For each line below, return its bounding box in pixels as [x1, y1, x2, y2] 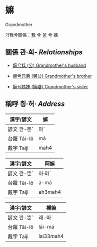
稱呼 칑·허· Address [5, 100, 65, 108]
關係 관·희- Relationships [5, 48, 83, 57]
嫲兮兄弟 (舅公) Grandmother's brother [12, 73, 92, 79]
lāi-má [38, 223, 54, 230]
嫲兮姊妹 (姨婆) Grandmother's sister [12, 83, 88, 89]
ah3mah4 [38, 188, 61, 195]
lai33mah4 [38, 232, 64, 239]
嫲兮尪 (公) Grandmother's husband [12, 62, 86, 68]
